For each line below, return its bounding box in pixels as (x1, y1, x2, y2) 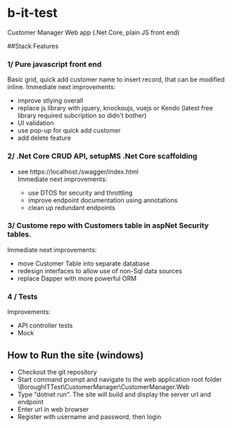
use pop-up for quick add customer (17, 127, 121, 135)
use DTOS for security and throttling (27, 188, 133, 197)
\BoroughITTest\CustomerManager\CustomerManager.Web (17, 382, 190, 391)
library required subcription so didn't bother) (17, 111, 147, 120)
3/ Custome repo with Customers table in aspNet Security (7, 221, 210, 231)
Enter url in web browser (17, 405, 89, 413)
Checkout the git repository (17, 368, 97, 376)
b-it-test (7, 5, 58, 21)
